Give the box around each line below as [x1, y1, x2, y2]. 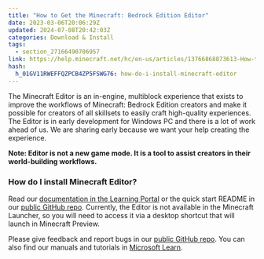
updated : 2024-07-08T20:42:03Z [8, 26, 111, 34]
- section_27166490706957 [15, 48, 101, 56]
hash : [8, 63, 26, 71]
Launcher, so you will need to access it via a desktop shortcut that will [8, 210, 235, 220]
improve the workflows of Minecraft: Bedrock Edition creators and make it [8, 100, 247, 109]
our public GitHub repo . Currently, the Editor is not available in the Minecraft [8, 202, 254, 212]
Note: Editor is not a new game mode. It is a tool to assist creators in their [8, 148, 251, 158]
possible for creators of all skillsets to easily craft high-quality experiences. [8, 108, 251, 118]
